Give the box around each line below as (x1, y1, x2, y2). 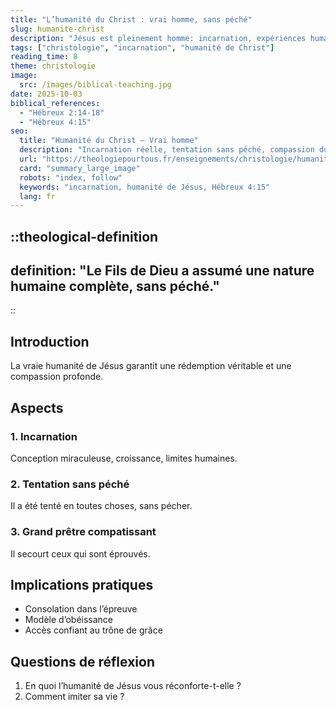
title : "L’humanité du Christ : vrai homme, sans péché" (10, 14, 253, 25)
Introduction (10, 333, 90, 350)
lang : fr (19, 191, 56, 201)
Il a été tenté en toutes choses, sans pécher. (10, 500, 193, 512)
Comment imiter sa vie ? (24, 691, 125, 703)
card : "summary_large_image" (19, 163, 141, 173)
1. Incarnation (10, 429, 78, 443)
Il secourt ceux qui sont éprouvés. (10, 547, 151, 560)
